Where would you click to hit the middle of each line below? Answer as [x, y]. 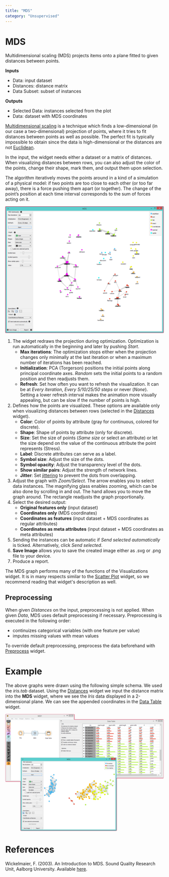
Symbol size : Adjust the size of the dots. [62, 459]
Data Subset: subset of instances [47, 91]
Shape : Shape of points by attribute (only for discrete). [77, 433]
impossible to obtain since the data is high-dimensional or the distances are [83, 142]
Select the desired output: [39, 502]
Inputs [12, 71]
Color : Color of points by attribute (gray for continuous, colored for [89, 422]
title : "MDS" [19, 11]
